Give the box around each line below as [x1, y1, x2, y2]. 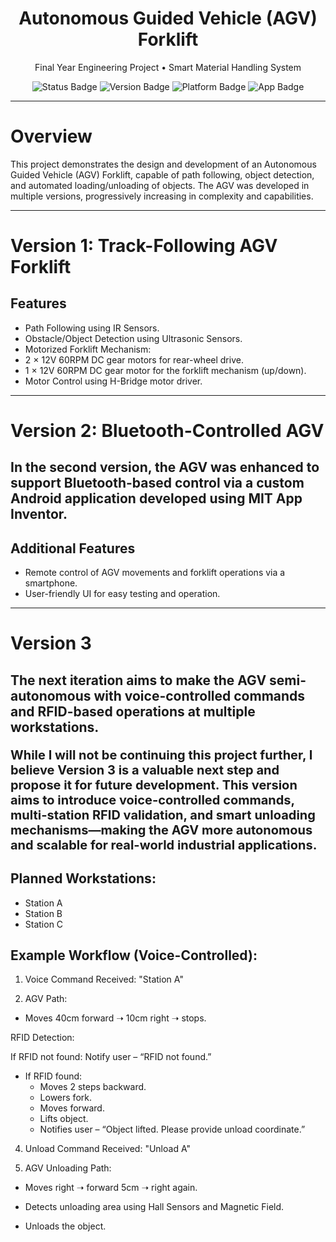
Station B [24, 907, 63, 919]
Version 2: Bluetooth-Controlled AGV [10, 420, 325, 442]
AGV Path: [24, 993, 68, 1005]
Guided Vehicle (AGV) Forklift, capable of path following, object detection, [10, 168, 315, 181]
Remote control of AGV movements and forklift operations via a [24, 567, 286, 579]
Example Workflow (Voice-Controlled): [10, 947, 258, 964]
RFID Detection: [10, 1032, 75, 1044]
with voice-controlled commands [93, 687, 306, 704]
